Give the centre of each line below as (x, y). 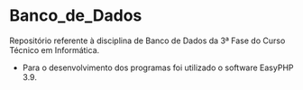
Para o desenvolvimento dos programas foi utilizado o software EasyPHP (158, 67)
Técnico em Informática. (55, 49)
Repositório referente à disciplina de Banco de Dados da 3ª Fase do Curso (147, 40)
